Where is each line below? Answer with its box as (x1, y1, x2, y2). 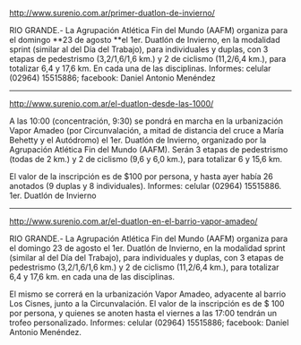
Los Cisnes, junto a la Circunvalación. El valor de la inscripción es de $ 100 (9, 298, 285, 308)
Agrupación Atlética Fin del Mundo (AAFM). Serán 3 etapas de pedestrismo (9, 144, 288, 155)
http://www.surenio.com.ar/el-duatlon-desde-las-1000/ (9, 99, 214, 108)
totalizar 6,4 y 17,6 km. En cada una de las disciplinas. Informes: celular (9, 63, 271, 73)
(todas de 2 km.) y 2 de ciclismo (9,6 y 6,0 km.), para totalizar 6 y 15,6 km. (9, 154, 283, 164)
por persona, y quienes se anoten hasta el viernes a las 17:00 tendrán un (9, 308, 278, 318)
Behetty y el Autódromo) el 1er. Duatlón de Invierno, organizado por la (9, 134, 267, 145)
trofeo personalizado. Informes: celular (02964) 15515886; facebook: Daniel (9, 317, 289, 328)
